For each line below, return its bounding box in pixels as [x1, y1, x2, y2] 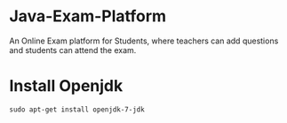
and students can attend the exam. [9, 44, 137, 55]
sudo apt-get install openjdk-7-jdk [9, 104, 145, 114]
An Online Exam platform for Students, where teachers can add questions [9, 35, 279, 46]
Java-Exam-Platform [9, 6, 167, 27]
